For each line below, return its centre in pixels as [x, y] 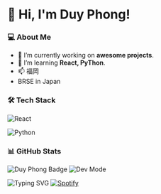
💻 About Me [29, 37]
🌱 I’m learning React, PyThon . [61, 63]
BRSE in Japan [39, 82]
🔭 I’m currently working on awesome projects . [85, 55]
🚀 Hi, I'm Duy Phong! [69, 15]
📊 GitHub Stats [34, 151]
